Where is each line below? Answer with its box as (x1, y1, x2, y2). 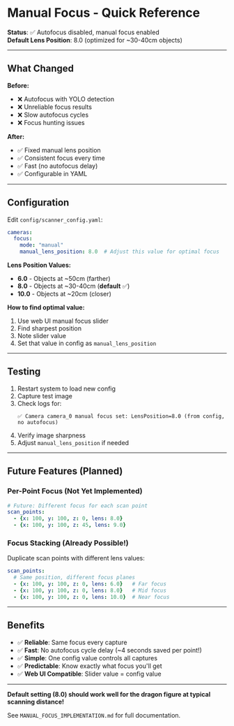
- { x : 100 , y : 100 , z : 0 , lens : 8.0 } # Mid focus (13, 587, 167, 594)
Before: (7, 81, 29, 89)
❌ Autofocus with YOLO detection (17, 94, 115, 103)
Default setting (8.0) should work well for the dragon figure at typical (7, 690, 211, 698)
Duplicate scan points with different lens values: (7, 554, 145, 562)
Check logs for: (17, 399, 62, 407)
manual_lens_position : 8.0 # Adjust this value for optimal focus (19, 248, 219, 256)
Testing (7, 365, 41, 378)
